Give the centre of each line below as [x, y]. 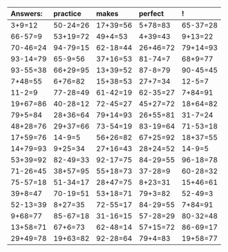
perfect [152, 13]
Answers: [27, 13]
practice [67, 13]
